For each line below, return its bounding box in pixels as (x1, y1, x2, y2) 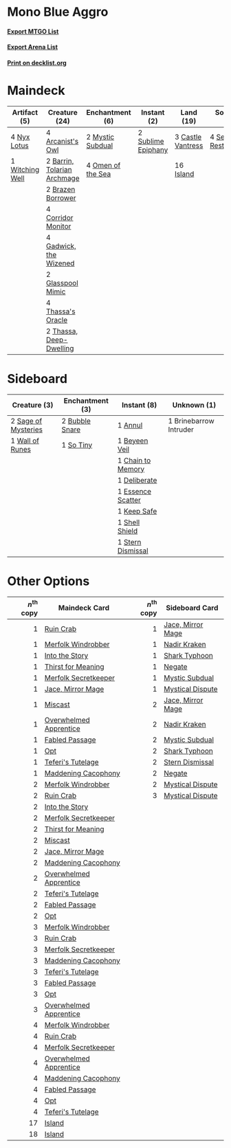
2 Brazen (45, 184, 76, 194)
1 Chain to (117, 455, 151, 465)
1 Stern (117, 537, 142, 547)
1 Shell (117, 517, 140, 527)
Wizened (45, 258, 75, 268)
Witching (10, 164, 40, 174)
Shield (117, 526, 138, 536)
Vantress (174, 140, 203, 150)
